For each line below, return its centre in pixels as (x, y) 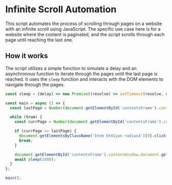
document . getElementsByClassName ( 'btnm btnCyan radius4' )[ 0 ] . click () (94, 136)
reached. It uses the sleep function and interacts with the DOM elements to (84, 79)
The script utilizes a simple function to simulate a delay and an (71, 68)
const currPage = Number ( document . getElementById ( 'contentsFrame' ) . (89, 122)
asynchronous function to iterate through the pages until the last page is (81, 74)
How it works (27, 56)
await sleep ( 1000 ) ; (35, 159)
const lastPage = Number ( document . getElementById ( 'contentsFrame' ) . (84, 108)
